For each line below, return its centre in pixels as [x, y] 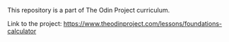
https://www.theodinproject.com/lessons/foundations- [143, 23]
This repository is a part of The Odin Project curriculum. [89, 10]
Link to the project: [35, 23]
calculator [22, 31]
